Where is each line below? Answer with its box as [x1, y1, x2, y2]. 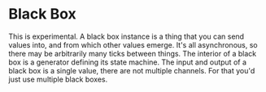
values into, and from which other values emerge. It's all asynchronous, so [8, 40, 258, 49]
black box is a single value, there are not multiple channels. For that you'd [8, 65, 255, 75]
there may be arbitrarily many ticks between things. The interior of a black [8, 48, 257, 58]
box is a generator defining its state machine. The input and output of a [8, 57, 246, 67]
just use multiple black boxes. [8, 74, 108, 84]
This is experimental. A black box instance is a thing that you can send [8, 31, 245, 41]
